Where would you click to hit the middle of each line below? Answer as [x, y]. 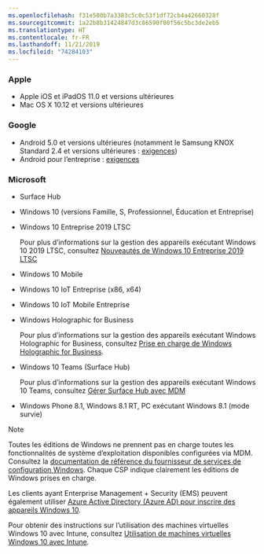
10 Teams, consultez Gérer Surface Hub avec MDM [103, 391]
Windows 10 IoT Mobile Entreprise [75, 304]
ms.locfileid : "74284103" [50, 52]
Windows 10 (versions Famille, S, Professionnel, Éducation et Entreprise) [137, 211]
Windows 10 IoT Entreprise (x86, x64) [80, 289]
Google [22, 125]
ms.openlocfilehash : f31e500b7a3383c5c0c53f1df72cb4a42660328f [114, 15]
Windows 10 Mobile [51, 274]
